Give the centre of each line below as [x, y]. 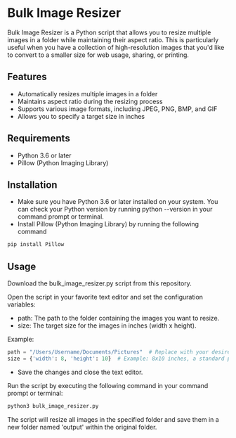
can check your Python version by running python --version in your [115, 210]
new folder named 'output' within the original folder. [82, 427]
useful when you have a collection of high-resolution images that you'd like [116, 47]
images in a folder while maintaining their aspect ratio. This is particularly [113, 39]
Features [27, 77]
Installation [32, 185]
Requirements [39, 139]
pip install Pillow [36, 245]
